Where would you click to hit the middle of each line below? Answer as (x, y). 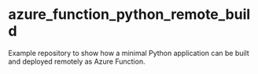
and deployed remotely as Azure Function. (77, 61)
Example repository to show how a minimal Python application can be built (129, 53)
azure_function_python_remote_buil (129, 15)
